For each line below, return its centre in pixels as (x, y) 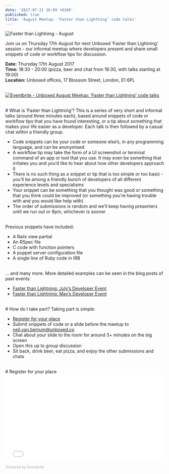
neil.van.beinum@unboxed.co (43, 330)
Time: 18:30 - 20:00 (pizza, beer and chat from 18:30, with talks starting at (83, 69)
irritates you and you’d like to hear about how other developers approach (88, 163)
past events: (18, 279)
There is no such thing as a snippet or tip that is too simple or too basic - (88, 174)
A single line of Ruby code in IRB (46, 258)
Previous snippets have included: (40, 227)
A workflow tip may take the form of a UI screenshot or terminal (79, 153)
